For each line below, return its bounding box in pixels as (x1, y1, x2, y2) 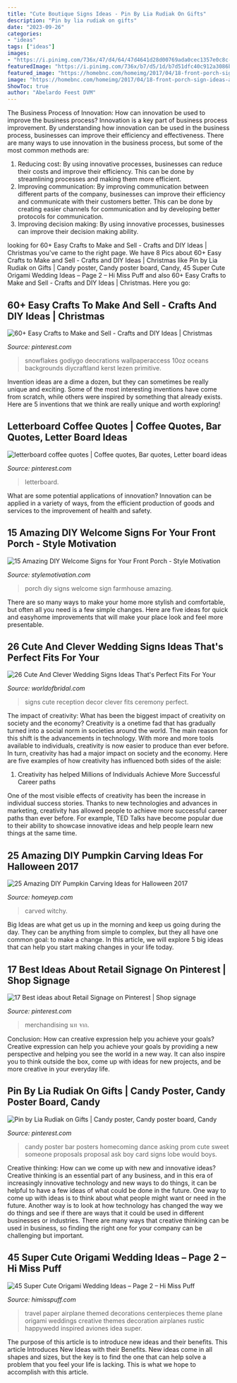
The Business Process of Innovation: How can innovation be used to (7, 109, 206, 117)
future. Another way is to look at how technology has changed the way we (7, 1201, 224, 1209)
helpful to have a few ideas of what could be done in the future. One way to (7, 1186, 227, 1194)
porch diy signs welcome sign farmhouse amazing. (24, 584, 173, 592)
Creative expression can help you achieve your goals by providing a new (7, 1042, 219, 1050)
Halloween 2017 (7, 860, 79, 873)
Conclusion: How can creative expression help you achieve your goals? (7, 1035, 215, 1043)
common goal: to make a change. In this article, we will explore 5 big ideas (7, 936, 224, 944)
